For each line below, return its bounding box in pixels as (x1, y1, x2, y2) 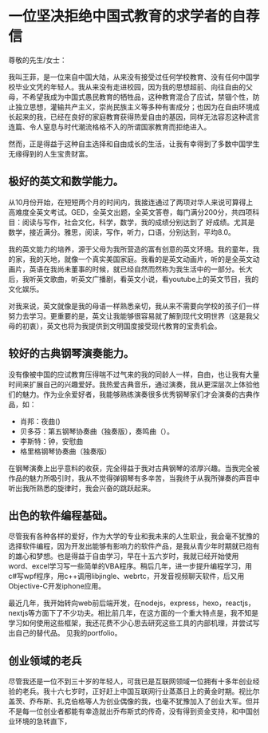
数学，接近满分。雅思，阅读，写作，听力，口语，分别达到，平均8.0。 (8, 227, 235, 236)
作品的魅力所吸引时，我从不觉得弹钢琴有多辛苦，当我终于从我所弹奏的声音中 (8, 473, 260, 483)
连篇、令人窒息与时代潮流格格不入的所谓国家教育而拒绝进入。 (8, 121, 211, 132)
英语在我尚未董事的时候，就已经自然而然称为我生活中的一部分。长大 (29, 264, 253, 274)
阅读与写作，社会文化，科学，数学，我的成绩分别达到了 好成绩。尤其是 (22, 217, 255, 227)
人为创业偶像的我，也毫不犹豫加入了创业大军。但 (91, 696, 253, 707)
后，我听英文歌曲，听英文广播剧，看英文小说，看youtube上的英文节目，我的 (8, 274, 259, 283)
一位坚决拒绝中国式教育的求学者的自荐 (8, 7, 261, 26)
